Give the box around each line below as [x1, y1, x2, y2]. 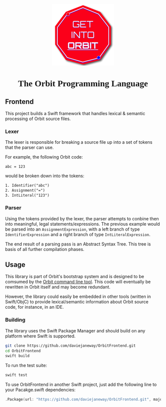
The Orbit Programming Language [18, 79, 148, 89]
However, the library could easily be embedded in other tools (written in [5, 293, 151, 300]
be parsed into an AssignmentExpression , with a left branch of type [5, 226, 140, 232]
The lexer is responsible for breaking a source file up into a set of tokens [5, 139, 153, 145]
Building [5, 317, 26, 324]
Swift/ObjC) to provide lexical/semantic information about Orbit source [5, 299, 149, 305]
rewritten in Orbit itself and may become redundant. [5, 284, 111, 290]
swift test [5, 372, 28, 378]
